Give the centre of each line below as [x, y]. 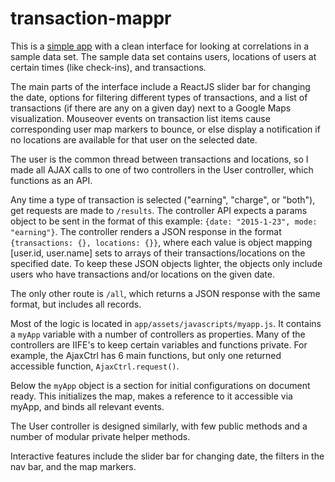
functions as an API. [51, 180]
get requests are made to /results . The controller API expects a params [159, 210]
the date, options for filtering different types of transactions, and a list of [159, 97]
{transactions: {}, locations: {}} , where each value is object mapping [161, 242]
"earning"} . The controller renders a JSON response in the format [146, 231]
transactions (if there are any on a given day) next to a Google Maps [151, 108]
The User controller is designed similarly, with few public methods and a [159, 426]
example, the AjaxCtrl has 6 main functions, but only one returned [146, 355]
